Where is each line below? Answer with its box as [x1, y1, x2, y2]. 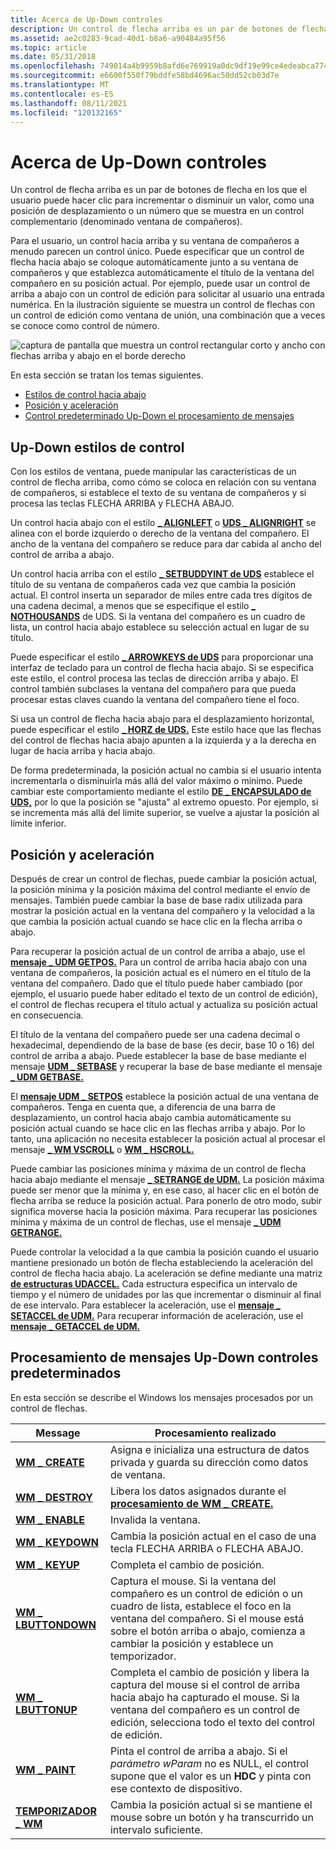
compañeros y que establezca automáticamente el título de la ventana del [10, 267, 315, 279]
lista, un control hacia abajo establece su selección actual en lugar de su [10, 621, 310, 633]
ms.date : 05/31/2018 [10, 52, 97, 62]
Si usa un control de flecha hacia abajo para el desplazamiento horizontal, [10, 713, 315, 725]
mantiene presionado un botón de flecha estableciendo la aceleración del [10, 1256, 313, 1268]
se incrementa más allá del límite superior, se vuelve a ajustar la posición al [10, 807, 320, 819]
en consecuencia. [10, 1009, 84, 1021]
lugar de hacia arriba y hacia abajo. [10, 745, 156, 757]
